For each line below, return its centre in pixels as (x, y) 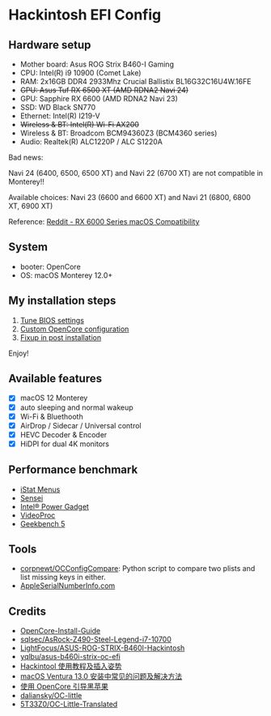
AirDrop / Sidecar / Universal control (80, 425)
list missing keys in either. (63, 577)
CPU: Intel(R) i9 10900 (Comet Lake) (80, 73)
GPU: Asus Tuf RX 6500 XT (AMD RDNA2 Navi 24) (104, 90)
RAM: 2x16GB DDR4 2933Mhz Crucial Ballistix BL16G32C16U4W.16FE (135, 81)
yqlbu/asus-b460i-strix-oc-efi (70, 657)
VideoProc (38, 515)
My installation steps (62, 301)
